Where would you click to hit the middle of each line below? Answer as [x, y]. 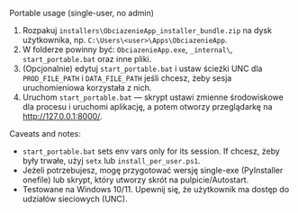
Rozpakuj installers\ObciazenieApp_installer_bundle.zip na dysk [147, 30]
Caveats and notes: [45, 133]
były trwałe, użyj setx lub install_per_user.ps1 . [111, 160]
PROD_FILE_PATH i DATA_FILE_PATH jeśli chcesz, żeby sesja [127, 78]
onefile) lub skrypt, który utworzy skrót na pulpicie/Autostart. [135, 180]
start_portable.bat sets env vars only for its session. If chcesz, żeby [151, 151]
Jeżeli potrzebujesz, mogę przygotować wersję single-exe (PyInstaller [153, 170]
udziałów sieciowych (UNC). [75, 199]
